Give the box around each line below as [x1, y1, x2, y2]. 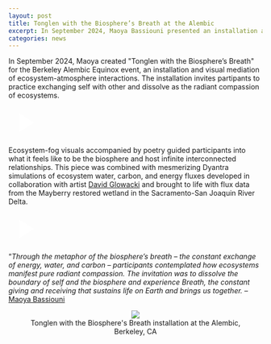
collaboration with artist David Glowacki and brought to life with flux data [8, 180, 250, 189]
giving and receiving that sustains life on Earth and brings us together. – [8, 286, 248, 296]
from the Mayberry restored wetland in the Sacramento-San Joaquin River [8, 189, 256, 198]
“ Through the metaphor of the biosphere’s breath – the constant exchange [8, 251, 256, 262]
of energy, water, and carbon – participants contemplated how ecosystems [8, 260, 260, 270]
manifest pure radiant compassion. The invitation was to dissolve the [8, 269, 239, 279]
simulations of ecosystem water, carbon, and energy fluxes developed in [8, 171, 250, 181]
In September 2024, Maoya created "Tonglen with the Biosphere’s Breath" [8, 56, 255, 66]
